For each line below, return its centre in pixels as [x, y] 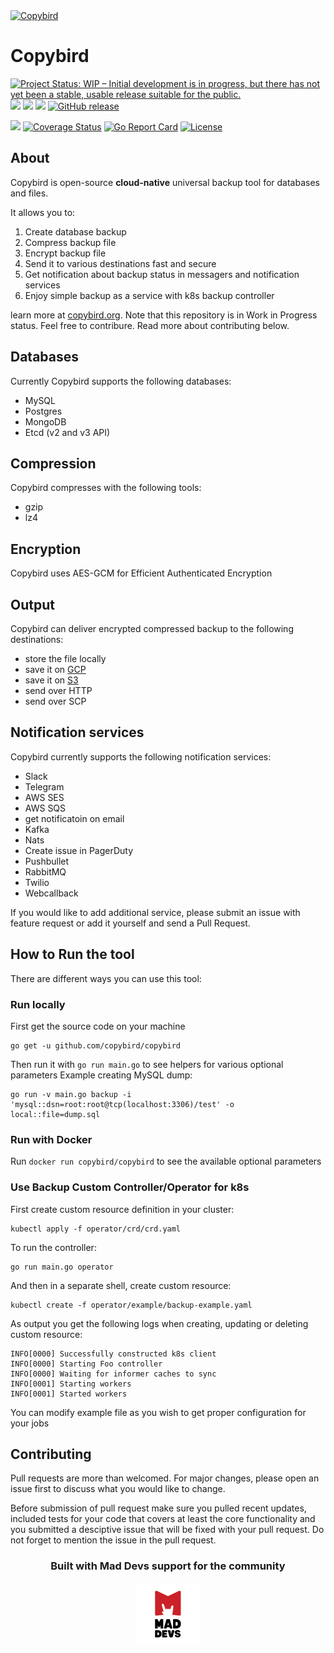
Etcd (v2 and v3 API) [67, 432]
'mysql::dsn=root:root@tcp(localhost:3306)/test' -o [122, 1104]
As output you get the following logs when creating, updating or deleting [159, 1323]
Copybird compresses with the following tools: [106, 488]
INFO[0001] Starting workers [71, 1384]
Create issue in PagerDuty [79, 850]
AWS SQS [45, 808]
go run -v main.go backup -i [71, 1094]
